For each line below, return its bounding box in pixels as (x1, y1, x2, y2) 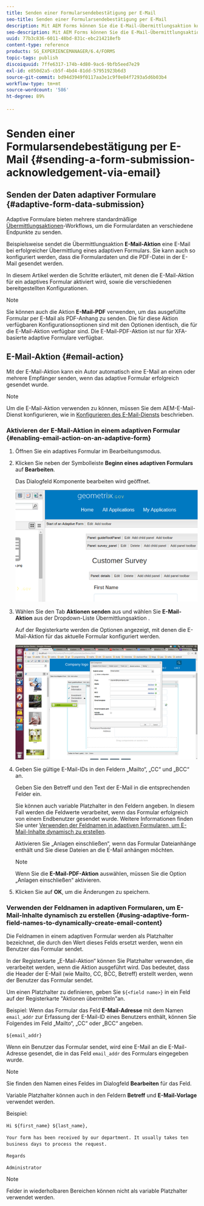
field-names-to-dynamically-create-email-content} (6, 918, 163, 927)
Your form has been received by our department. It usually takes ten (6, 1134, 189, 1141)
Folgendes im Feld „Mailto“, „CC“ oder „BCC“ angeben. (6, 1020, 144, 1027)
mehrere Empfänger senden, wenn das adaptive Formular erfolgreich (6, 374, 179, 381)
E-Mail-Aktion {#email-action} (6, 352, 124, 362)
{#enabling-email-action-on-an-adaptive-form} (6, 433, 151, 442)
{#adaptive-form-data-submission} (6, 199, 144, 210)
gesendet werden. (18, 260, 64, 267)
